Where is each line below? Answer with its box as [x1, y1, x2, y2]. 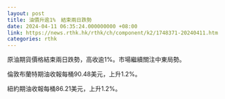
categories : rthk [7, 36, 57, 43]
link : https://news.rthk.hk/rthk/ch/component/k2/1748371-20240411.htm [7, 29, 218, 36]
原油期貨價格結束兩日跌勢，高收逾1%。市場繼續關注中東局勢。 [7, 56, 186, 64]
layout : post [7, 10, 45, 17]
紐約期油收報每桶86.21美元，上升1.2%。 [7, 85, 122, 93]
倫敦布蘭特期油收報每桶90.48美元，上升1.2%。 [7, 70, 141, 78]
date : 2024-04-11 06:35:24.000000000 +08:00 [7, 23, 138, 30]
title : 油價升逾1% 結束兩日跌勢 [7, 16, 92, 23]
